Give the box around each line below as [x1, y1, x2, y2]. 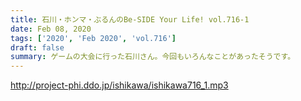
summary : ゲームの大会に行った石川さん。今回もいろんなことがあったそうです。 [10, 52, 296, 62]
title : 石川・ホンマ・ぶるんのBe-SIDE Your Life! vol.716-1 [10, 14, 250, 25]
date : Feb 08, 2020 [10, 24, 92, 34]
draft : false [10, 42, 65, 53]
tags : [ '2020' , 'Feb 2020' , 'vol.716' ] [10, 33, 177, 43]
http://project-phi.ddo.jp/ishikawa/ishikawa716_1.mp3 [10, 79, 229, 91]
